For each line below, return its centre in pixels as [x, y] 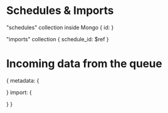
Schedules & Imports [60, 11]
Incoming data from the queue [84, 64]
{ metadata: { [23, 80]
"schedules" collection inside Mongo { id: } [60, 27]
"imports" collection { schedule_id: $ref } [58, 39]
